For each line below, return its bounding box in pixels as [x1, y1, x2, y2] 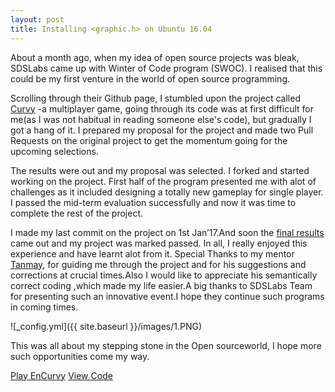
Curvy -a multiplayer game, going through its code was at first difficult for [10, 102, 314, 115]
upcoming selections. [10, 145, 99, 157]
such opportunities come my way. [10, 350, 150, 362]
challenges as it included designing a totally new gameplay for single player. [10, 186, 324, 198]
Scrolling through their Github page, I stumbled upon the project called [10, 92, 301, 104]
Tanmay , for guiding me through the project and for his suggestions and [10, 258, 307, 270]
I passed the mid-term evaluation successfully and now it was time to [10, 196, 297, 208]
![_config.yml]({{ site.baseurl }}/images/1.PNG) [10, 320, 203, 332]
